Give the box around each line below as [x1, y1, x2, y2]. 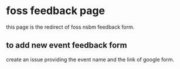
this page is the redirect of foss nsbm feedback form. [6, 23, 135, 30]
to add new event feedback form [6, 40, 127, 50]
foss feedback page [6, 4, 106, 18]
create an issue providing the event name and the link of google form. [6, 56, 175, 63]
